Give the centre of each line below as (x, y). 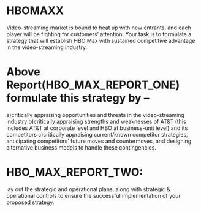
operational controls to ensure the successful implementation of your (93, 195)
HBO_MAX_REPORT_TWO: (75, 172)
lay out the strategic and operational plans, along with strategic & (88, 189)
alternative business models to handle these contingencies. (81, 147)
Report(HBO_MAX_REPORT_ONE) (93, 85)
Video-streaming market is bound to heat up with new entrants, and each (99, 28)
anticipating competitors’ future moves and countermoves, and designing (99, 141)
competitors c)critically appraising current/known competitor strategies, (97, 134)
